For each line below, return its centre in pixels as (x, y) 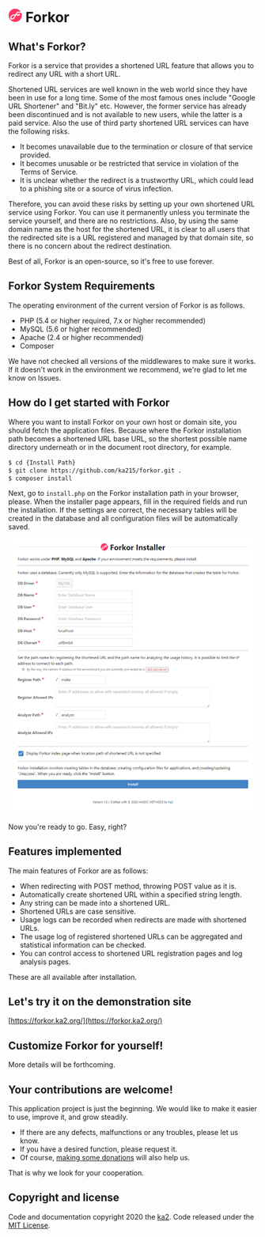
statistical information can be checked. (83, 944)
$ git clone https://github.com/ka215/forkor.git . (95, 471)
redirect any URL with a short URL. (64, 74)
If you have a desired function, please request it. (98, 1149)
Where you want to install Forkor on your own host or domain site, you (123, 422)
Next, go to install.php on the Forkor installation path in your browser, (123, 493)
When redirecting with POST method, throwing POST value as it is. (128, 886)
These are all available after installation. (72, 977)
